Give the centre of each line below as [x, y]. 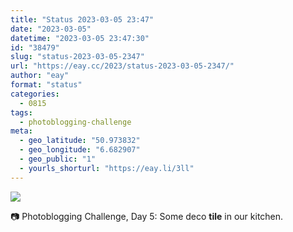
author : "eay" [40, 76]
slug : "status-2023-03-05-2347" [77, 57]
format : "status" [46, 85]
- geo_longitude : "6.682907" [80, 150]
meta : [21, 131]
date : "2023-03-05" [51, 29]
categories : [35, 94]
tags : [21, 112]
